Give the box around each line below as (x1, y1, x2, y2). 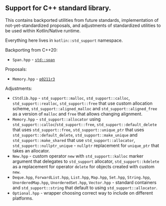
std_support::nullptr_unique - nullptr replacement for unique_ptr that (12, 142, 160, 148)
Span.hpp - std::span (12, 57, 55, 63)
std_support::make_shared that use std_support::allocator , (12, 137, 136, 143)
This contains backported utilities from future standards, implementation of (5, 17, 159, 23)
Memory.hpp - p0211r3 (12, 75, 55, 81)
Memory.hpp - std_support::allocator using (12, 116, 101, 122)
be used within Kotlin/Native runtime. (5, 27, 81, 34)
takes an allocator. (12, 147, 50, 153)
